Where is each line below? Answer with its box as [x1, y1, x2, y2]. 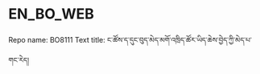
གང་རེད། [8, 55, 30, 64]
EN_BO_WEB [8, 5, 95, 23]
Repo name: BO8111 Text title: [8, 35, 106, 44]
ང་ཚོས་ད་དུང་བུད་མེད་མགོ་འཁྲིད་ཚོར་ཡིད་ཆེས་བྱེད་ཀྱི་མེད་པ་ [107, 35, 252, 44]
